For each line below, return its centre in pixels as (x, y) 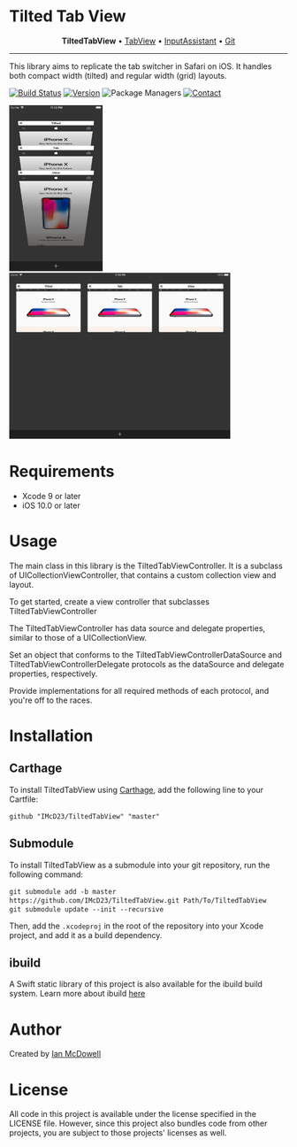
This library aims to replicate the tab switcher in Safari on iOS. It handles (141, 66)
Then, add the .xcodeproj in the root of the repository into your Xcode (136, 926)
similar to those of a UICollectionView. (78, 637)
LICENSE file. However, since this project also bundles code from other (138, 1124)
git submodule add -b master (63, 891)
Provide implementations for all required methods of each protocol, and (139, 690)
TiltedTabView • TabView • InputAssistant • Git (148, 41)
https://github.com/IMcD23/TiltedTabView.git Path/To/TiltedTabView (138, 900)
